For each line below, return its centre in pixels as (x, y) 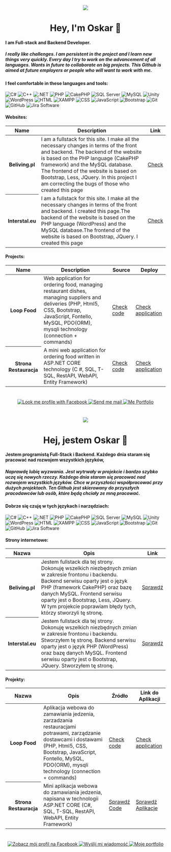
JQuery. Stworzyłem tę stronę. (77, 666)
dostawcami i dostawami (73, 739)
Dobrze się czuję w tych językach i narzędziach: (57, 506)
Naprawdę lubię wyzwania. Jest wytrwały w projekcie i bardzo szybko (82, 472)
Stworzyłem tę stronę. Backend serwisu (88, 640)
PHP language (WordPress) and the (83, 224)
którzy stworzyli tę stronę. (72, 613)
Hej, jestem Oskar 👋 (85, 440)
